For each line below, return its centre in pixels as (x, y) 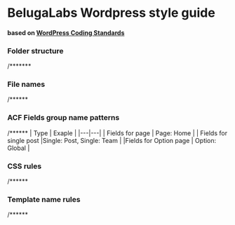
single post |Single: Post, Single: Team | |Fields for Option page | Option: (112, 140)
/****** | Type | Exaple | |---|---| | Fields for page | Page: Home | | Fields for (117, 133)
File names (26, 84)
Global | (19, 148)
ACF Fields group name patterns (63, 118)
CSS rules (25, 166)
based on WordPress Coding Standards (66, 32)
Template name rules (44, 199)
